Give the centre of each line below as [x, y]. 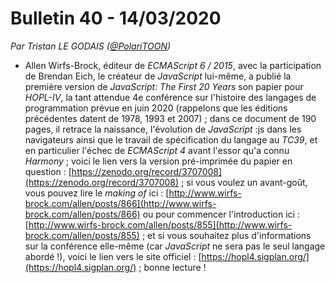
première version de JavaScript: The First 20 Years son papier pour [164, 86]
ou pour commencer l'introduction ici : [221, 214]
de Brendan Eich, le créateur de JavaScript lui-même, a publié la [158, 76]
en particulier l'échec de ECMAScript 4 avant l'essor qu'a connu [157, 150]
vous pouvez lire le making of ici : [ [97, 193]
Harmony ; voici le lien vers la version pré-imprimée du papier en [158, 161]
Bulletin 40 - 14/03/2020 [116, 18]
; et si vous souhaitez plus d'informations [226, 235]
